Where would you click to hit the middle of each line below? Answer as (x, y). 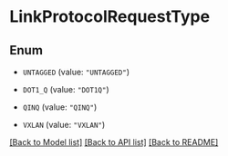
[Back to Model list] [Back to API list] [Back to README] (114, 142)
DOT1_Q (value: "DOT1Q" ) (66, 89)
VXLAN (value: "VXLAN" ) (64, 125)
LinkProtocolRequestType (110, 17)
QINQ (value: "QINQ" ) (60, 107)
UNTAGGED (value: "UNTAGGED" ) (76, 72)
